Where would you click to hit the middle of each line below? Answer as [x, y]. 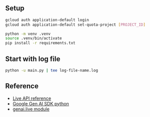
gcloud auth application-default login [47, 20]
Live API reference [32, 98]
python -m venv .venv [28, 34]
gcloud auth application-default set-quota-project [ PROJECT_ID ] [75, 25]
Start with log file [33, 59]
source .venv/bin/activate [34, 38]
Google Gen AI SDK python [41, 103]
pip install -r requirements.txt [40, 43]
